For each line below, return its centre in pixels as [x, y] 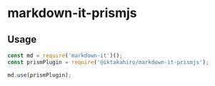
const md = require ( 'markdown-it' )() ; [65, 55]
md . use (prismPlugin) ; [40, 75]
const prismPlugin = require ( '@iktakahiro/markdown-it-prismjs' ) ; [108, 62]
